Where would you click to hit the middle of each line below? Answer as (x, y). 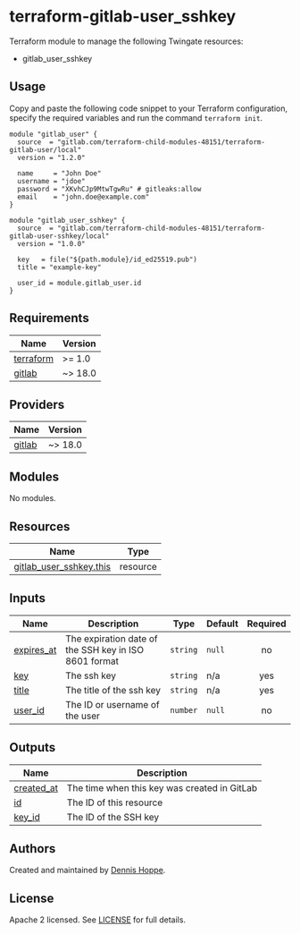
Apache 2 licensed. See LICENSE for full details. (97, 920)
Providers (37, 404)
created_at (36, 787)
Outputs (33, 747)
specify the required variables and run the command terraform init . (136, 117)
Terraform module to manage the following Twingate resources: (126, 41)
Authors (33, 849)
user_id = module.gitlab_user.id (79, 283)
